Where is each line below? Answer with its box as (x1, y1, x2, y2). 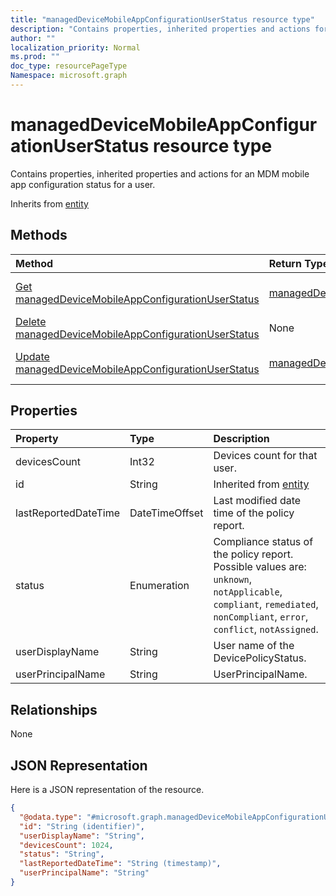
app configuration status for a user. (10, 178, 156, 190)
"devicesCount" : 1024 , (19, 840, 114, 850)
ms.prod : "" (10, 52, 60, 62)
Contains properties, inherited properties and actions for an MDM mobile (10, 167, 310, 180)
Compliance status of (213, 535, 314, 549)
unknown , (213, 572, 252, 586)
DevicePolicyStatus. (213, 651, 307, 665)
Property (15, 432, 59, 446)
